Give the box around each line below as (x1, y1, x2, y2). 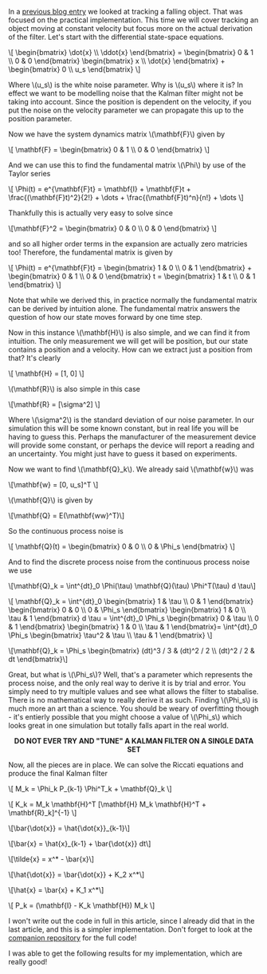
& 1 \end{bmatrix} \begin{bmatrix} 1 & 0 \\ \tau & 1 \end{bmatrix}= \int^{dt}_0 (8, 622, 257, 631)
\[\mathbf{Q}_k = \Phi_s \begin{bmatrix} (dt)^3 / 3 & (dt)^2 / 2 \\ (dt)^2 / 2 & (8, 646, 255, 655)
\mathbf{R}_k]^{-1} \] (8, 808, 77, 817)
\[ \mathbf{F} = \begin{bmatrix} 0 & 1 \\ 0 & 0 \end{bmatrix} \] (8, 145, 210, 154)
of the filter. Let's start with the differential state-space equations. (8, 32, 225, 41)
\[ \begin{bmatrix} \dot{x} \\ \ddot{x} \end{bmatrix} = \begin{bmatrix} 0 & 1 (8, 48, 253, 57)
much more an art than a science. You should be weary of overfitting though (8, 704, 259, 713)
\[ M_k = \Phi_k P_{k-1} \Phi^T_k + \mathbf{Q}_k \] (8, 784, 173, 793)
